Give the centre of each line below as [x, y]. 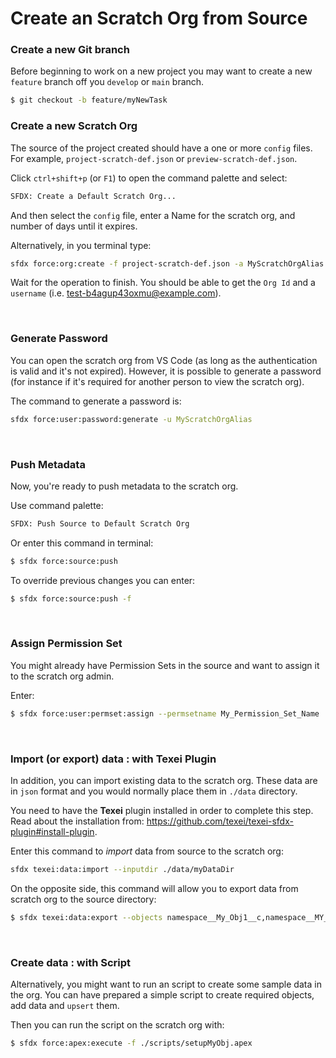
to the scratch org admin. [62, 676]
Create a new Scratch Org [74, 126]
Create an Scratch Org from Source [159, 18]
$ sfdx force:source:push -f [71, 598]
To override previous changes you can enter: [103, 580]
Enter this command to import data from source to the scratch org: [147, 851]
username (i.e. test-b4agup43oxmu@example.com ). [116, 293]
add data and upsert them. [65, 1006]
